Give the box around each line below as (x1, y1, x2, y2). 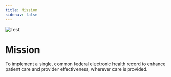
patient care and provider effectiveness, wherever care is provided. (5, 66, 148, 72)
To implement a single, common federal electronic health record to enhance (5, 61, 166, 67)
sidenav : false (5, 12, 38, 17)
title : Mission (5, 7, 38, 13)
